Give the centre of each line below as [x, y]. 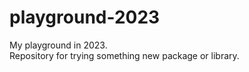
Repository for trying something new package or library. [124, 55]
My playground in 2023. [58, 45]
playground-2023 [85, 17]
